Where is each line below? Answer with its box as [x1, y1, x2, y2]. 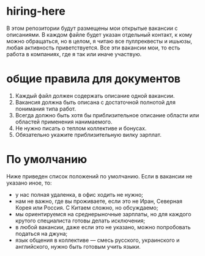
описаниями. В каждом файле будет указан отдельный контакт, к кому [6, 31, 193, 38]
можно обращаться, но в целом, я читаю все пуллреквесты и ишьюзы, [6, 37, 193, 45]
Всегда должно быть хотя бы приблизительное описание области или [15, 111, 199, 119]
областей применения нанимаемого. [15, 118, 113, 125]
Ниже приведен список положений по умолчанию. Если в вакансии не [6, 172, 193, 180]
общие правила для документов [6, 72, 181, 86]
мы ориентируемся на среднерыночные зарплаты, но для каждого [15, 210, 192, 218]
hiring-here [6, 4, 65, 18]
